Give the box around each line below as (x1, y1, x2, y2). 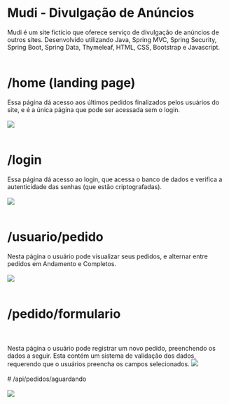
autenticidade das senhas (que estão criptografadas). (7, 182, 162, 190)
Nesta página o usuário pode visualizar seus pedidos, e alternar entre (7, 252, 208, 260)
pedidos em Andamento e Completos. (7, 259, 117, 267)
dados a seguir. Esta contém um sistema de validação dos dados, (7, 351, 196, 360)
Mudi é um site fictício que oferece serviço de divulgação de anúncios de (7, 28, 219, 36)
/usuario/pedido (7, 229, 104, 244)
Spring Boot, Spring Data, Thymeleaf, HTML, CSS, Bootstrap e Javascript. (7, 43, 221, 51)
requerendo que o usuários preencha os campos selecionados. (7, 359, 190, 368)
